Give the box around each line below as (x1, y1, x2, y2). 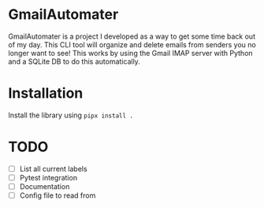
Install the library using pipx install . (8, 110, 134, 120)
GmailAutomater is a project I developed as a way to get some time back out (8, 32, 256, 41)
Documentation (19, 181, 70, 191)
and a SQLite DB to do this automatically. (8, 57, 140, 66)
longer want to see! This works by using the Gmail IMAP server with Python (8, 48, 254, 58)
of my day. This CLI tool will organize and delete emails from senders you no (8, 39, 256, 49)
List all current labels (19, 164, 88, 173)
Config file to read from (19, 191, 96, 200)
